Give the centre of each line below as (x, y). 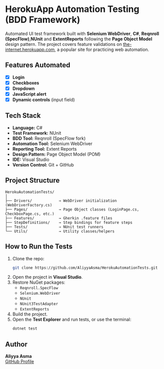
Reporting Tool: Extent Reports (45, 149)
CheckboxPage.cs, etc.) (30, 214)
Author (16, 344)
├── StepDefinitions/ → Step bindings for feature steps (69, 222)
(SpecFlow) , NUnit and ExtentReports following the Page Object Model (79, 39)
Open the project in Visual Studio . (48, 277)
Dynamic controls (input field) (44, 100)
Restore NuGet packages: (39, 282)
